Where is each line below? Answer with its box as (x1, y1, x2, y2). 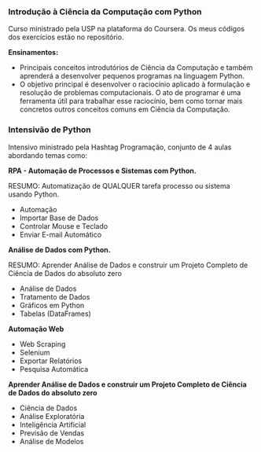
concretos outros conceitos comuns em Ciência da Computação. (19, 105, 230, 114)
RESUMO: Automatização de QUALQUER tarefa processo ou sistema (8, 181, 230, 190)
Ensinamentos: (8, 48, 59, 57)
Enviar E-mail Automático (19, 230, 102, 239)
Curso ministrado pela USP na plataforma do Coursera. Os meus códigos (8, 24, 245, 34)
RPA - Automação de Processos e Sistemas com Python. (8, 166, 197, 175)
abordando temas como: (8, 150, 88, 160)
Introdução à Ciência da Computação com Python (8, 6, 202, 17)
